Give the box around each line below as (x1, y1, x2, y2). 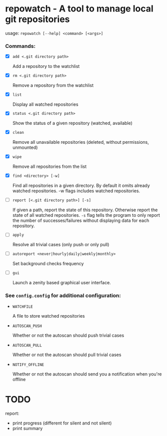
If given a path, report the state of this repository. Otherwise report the (12, 207, 158, 213)
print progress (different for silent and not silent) (12, 420, 112, 426)
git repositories (5, 13, 70, 25)
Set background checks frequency (12, 261, 84, 267)
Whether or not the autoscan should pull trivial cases (12, 352, 121, 358)
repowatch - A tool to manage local (5, 3, 153, 14)
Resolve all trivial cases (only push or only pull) (12, 242, 109, 248)
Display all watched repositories (12, 101, 78, 107)
